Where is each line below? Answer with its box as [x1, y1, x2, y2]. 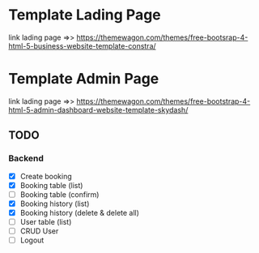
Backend [8, 152, 45, 164]
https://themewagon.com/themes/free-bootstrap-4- [76, 96, 251, 106]
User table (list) [19, 217, 72, 226]
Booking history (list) [19, 199, 90, 208]
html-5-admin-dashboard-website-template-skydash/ [8, 105, 189, 114]
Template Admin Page [8, 70, 159, 88]
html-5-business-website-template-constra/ [8, 41, 156, 50]
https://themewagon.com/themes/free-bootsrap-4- [76, 32, 248, 42]
